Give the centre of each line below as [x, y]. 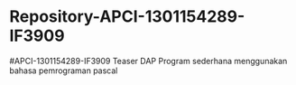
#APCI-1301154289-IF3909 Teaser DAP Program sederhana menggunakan [148, 61]
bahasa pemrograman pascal [64, 71]
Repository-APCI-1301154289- [127, 17]
